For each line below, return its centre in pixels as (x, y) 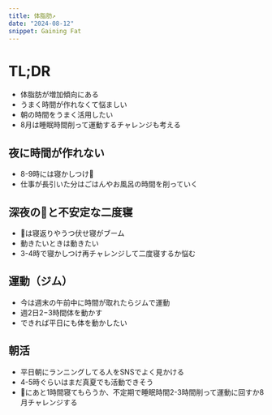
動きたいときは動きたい (59, 243)
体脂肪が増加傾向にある (59, 95)
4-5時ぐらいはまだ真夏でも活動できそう (87, 382)
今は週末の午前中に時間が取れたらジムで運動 (95, 302)
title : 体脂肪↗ (32, 16)
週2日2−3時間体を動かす (61, 312)
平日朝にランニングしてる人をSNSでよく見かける (102, 372)
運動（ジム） (41, 282)
